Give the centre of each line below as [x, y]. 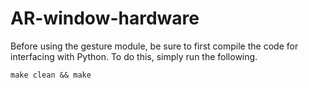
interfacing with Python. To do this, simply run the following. [134, 56]
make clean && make [51, 75]
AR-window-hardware [105, 18]
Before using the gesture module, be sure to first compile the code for [154, 46]
